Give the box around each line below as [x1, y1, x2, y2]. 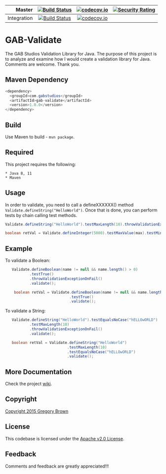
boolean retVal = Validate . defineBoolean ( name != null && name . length [14, 290, 163, 295]
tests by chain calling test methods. [5, 212, 78, 218]
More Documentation [5, 368, 72, 376]
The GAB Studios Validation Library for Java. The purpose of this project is [5, 50, 157, 56]
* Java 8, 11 [5, 171, 32, 176]
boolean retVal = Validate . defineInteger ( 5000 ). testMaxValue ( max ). [5, 231, 147, 236]
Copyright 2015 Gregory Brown [5, 408, 69, 414]
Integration [7, 15, 33, 21]
